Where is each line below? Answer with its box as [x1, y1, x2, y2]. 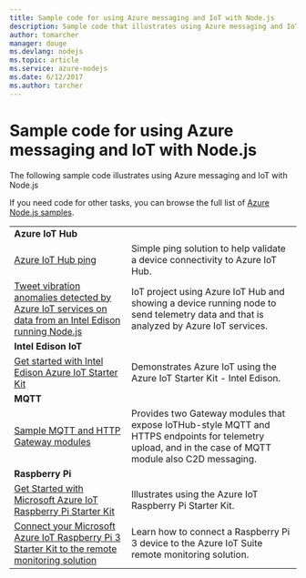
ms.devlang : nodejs [9, 47, 84, 56]
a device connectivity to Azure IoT [130, 253, 278, 266]
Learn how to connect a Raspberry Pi [130, 525, 291, 538]
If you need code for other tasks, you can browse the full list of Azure [9, 197, 270, 208]
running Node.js [14, 325, 83, 338]
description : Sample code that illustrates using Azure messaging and [9, 22, 283, 31]
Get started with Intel [14, 354, 104, 367]
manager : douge [9, 38, 67, 48]
